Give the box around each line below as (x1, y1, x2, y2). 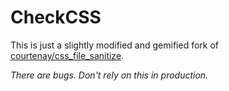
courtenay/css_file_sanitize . (10, 49, 125, 61)
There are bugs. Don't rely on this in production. (10, 69, 209, 81)
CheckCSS (10, 6, 102, 29)
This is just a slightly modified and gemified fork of (10, 39, 220, 51)
